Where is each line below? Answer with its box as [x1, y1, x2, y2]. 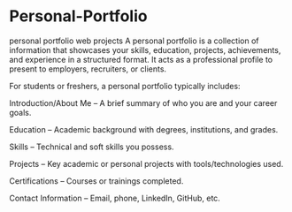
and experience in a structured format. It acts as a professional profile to [9, 54, 273, 64]
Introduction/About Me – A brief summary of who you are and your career [9, 97, 278, 108]
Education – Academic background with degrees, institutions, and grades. [9, 124, 279, 134]
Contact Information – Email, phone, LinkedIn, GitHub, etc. [9, 193, 221, 203]
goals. [9, 107, 32, 117]
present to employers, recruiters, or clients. [9, 64, 166, 74]
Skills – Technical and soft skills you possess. [9, 141, 174, 152]
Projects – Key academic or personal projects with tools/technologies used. [9, 158, 284, 169]
